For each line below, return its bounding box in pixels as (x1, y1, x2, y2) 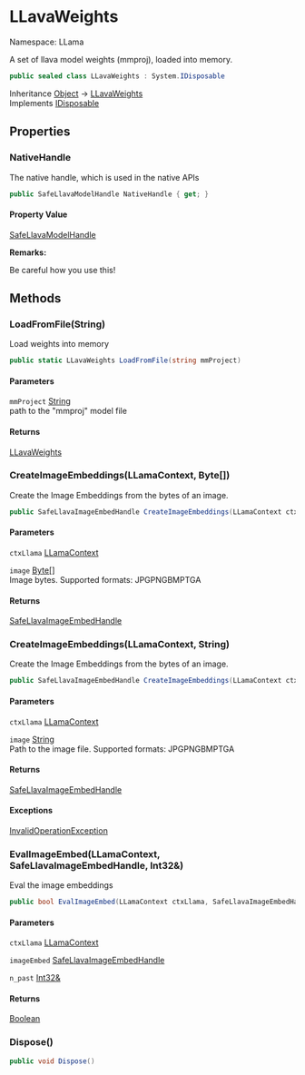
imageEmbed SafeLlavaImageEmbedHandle (9, 955, 165, 966)
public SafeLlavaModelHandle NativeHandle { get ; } (9, 189, 209, 199)
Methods (9, 291, 62, 306)
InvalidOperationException (9, 824, 109, 836)
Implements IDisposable (9, 97, 100, 108)
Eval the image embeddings (9, 880, 113, 891)
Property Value (9, 209, 68, 220)
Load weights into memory (9, 339, 110, 350)
